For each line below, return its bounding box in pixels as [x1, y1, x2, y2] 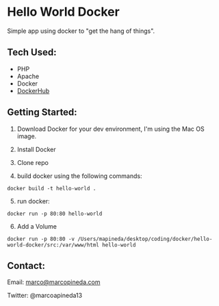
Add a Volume [16, 222, 57, 230]
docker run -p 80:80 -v [7, 235, 75, 242]
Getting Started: [7, 107, 77, 118]
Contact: [7, 259, 46, 271]
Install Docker [16, 145, 56, 153]
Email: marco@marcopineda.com [7, 278, 101, 286]
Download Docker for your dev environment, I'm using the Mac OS [16, 125, 205, 133]
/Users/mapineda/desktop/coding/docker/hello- [77, 235, 213, 242]
